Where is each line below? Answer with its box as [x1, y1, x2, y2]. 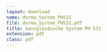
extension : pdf [6, 31, 45, 37]
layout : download [6, 8, 50, 15]
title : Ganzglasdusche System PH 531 [6, 25, 102, 32]
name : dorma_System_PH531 [6, 14, 71, 20]
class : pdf [6, 36, 34, 42]
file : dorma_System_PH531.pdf [6, 20, 83, 26]
